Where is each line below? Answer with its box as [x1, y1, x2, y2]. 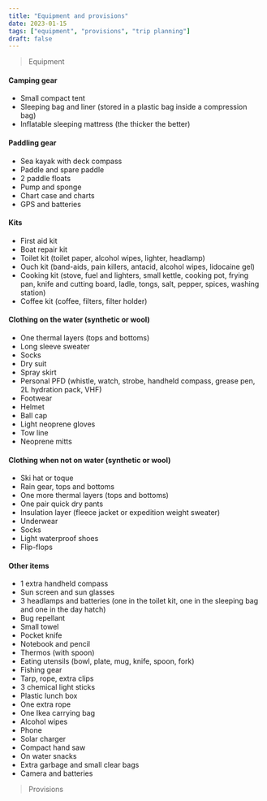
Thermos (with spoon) [19, 647, 95, 658]
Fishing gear [19, 665, 62, 675]
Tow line [19, 428, 49, 438]
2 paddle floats [19, 173, 71, 183]
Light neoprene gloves [19, 419, 96, 429]
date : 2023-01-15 [8, 19, 67, 28]
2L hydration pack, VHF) [19, 385, 102, 395]
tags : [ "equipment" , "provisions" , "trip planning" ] [8, 27, 191, 35]
